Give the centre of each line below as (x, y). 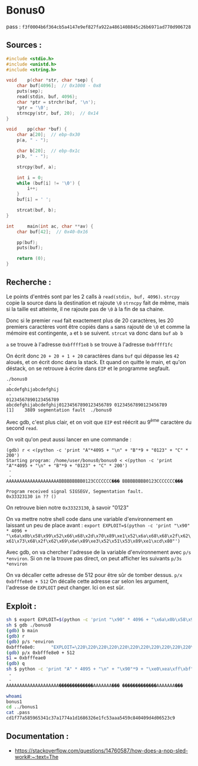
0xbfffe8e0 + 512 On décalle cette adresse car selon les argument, (88, 582)
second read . (22, 428)
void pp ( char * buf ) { (37, 129)
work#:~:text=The (37, 757)
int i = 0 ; (30, 177)
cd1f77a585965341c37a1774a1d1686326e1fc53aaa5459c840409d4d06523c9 (91, 718)
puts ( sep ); (30, 91)
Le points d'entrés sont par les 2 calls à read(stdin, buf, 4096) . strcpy (93, 296)
